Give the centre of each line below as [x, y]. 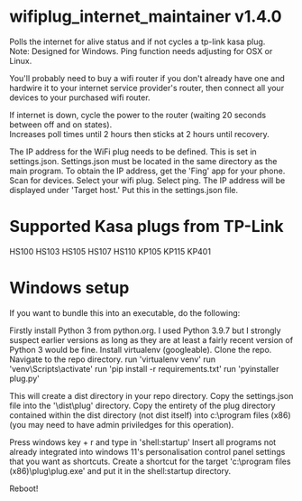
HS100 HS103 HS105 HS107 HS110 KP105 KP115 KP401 [110, 251]
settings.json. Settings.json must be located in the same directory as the [143, 161]
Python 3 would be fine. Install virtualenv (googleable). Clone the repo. [141, 349]
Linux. [21, 60]
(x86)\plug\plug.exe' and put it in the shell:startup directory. [120, 470]
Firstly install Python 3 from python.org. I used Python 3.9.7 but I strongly [145, 330]
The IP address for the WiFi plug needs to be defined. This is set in [133, 152]
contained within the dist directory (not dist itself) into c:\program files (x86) [150, 415]
